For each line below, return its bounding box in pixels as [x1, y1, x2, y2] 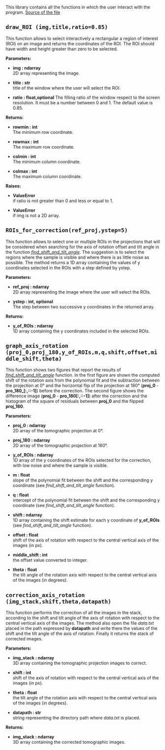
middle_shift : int [12, 552, 48, 558]
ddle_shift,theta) [5, 355, 62, 362]
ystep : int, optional [12, 299, 54, 304]
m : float [12, 472, 30, 478]
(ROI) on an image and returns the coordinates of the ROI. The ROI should [5, 40, 155, 46]
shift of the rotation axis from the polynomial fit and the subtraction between [5, 377, 160, 383]
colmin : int [12, 153, 36, 159]
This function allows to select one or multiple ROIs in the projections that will [5, 239, 160, 244]
